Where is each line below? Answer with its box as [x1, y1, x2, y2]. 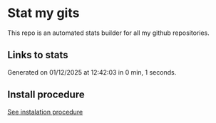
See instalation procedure [7, 107, 83, 116]
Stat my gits [7, 5, 80, 21]
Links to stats [7, 49, 68, 61]
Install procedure [7, 89, 85, 101]
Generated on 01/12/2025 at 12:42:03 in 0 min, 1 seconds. [7, 68, 177, 76]
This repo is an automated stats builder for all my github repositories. [7, 28, 210, 37]
